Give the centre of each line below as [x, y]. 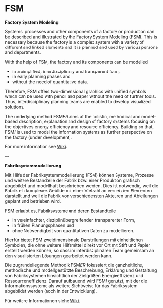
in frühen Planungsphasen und [43, 225]
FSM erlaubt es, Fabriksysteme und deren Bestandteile [60, 211]
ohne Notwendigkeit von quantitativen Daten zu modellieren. [73, 230]
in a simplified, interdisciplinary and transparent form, [66, 71]
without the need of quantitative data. [50, 82]
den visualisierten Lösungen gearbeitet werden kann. [59, 256]
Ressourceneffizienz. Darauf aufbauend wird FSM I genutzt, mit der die [76, 281]
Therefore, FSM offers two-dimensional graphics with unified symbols [76, 91]
